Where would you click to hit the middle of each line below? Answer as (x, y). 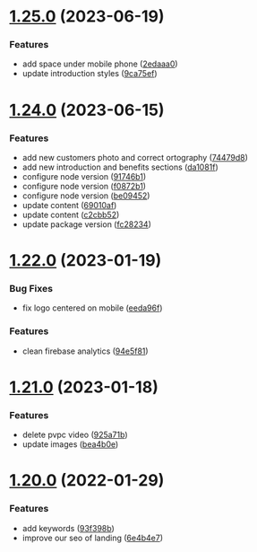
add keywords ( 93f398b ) (68, 528)
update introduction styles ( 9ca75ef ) (90, 74)
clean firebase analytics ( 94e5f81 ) (86, 351)
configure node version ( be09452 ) (86, 196)
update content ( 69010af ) (69, 205)
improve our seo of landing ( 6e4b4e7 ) (93, 538)
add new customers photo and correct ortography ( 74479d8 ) (135, 157)
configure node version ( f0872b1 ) (84, 186)
